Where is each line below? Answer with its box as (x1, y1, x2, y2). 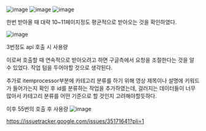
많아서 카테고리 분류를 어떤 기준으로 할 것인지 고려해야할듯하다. (6, 92, 158, 99)
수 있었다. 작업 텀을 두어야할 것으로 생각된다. (6, 64, 113, 71)
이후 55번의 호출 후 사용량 (6, 105, 69, 113)
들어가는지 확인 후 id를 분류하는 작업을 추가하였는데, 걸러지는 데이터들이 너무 (12, 84, 196, 92)
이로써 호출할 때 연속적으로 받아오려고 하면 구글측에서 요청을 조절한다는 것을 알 (6, 56, 195, 64)
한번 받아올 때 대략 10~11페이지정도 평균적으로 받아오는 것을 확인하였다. (6, 18, 177, 26)
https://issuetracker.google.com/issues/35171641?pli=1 (6, 118, 144, 125)
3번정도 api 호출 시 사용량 (6, 43, 69, 50)
